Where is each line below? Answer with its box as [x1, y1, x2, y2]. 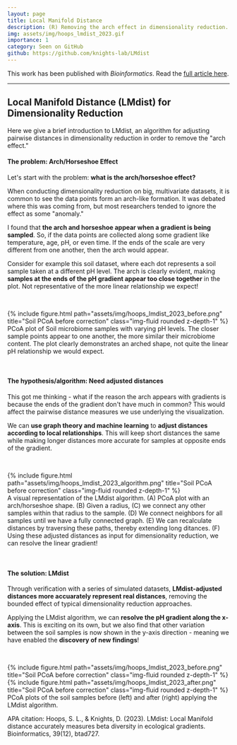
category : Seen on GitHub [7, 43, 83, 50]
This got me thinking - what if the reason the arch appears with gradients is [7, 393, 226, 401]
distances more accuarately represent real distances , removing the [7, 592, 207, 601]
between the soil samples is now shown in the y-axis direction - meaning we [7, 628, 229, 637]
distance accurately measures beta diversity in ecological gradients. [7, 722, 206, 731]
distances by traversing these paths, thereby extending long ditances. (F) [7, 524, 221, 533]
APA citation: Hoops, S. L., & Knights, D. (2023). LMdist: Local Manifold [7, 715, 213, 723]
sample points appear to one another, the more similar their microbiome [7, 332, 215, 340]
